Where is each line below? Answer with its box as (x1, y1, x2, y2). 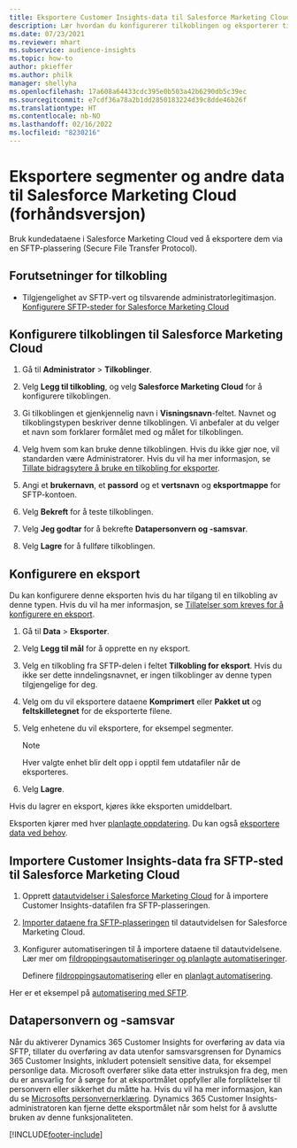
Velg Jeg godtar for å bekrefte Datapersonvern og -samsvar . (21, 524, 248, 534)
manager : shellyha (9, 79, 77, 88)
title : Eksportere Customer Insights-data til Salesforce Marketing (9, 12, 267, 22)
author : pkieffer (9, 63, 73, 72)
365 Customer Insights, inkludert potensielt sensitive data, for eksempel (9, 1055, 271, 1066)
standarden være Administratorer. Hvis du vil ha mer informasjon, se (21, 454, 271, 464)
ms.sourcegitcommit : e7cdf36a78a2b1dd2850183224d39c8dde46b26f (9, 95, 247, 105)
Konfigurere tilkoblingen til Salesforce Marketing (9, 327, 284, 342)
